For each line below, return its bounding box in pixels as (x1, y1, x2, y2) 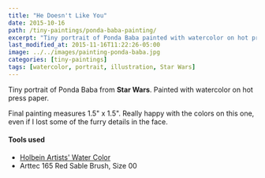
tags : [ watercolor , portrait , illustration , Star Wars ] (8, 63, 196, 71)
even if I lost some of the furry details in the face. (8, 116, 168, 127)
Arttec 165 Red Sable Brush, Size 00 (19, 161, 138, 170)
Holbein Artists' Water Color (19, 152, 111, 162)
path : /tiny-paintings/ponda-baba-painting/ (8, 26, 157, 34)
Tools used (8, 135, 46, 145)
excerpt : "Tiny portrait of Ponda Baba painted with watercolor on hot (8, 33, 248, 42)
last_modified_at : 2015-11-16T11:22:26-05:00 (8, 41, 160, 49)
